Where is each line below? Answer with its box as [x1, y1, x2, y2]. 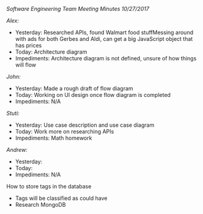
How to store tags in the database [6, 183, 92, 190]
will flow [15, 61, 37, 68]
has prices [15, 42, 42, 49]
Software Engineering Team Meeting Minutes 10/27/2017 [6, 5, 150, 12]
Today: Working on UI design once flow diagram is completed [15, 91, 171, 98]
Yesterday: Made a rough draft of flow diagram [15, 85, 133, 92]
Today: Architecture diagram [15, 48, 87, 55]
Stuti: [6, 110, 20, 116]
